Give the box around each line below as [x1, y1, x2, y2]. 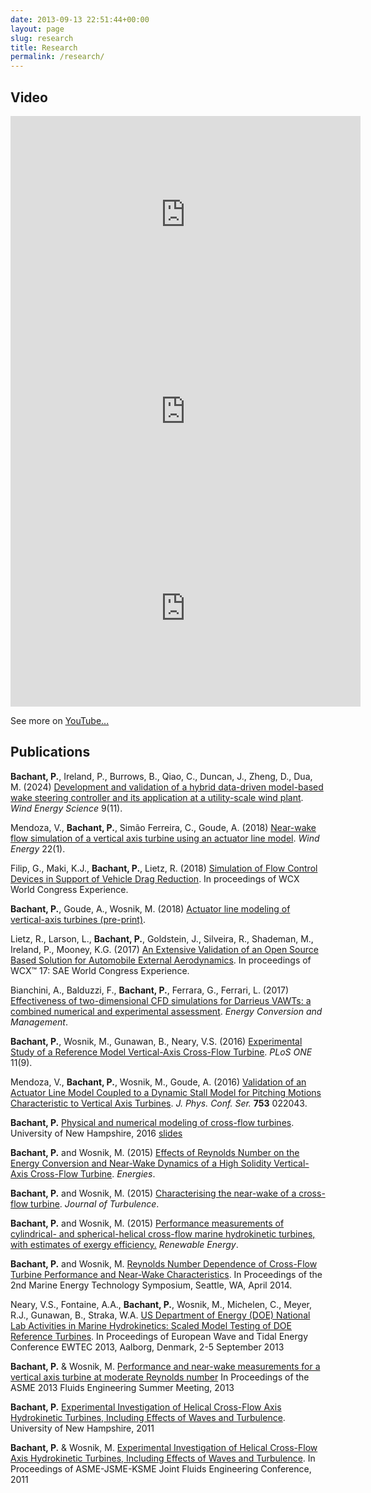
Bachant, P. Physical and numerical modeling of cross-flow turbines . [10, 1116, 295, 1128]
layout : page [10, 24, 65, 34]
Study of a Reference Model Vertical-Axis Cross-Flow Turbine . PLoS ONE [10, 1046, 313, 1058]
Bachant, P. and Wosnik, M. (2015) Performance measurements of [10, 1217, 285, 1229]
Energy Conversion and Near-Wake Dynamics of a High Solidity [10, 1157, 272, 1169]
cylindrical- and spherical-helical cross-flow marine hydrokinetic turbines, [10, 1227, 316, 1240]
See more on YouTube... [10, 714, 110, 726]
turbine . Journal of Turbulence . [30, 1197, 160, 1210]
